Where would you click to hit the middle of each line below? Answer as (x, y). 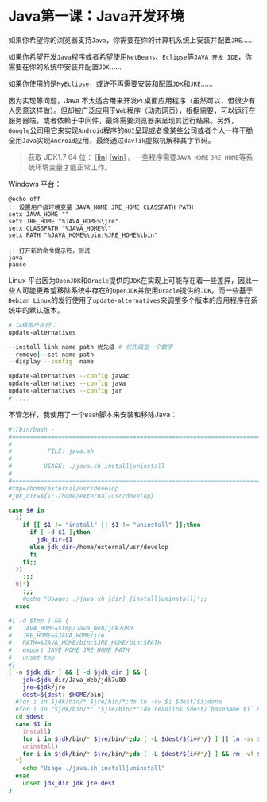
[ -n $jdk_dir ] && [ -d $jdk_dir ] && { (78, 672)
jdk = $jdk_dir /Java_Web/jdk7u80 (74, 680)
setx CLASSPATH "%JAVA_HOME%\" (60, 228)
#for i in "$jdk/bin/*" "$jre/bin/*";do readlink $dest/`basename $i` (135, 709)
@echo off (25, 199)
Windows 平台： (35, 184)
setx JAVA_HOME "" (39, 214)
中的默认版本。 (39, 310)
